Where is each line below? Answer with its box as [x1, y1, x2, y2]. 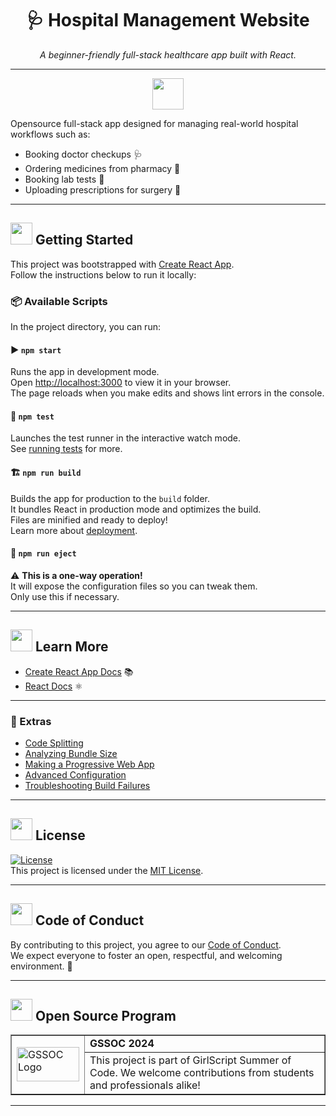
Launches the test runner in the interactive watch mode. [10, 432, 242, 444]
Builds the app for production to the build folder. [10, 492, 211, 504]
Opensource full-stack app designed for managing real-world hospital [10, 117, 299, 129]
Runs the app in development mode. [10, 366, 160, 378]
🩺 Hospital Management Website [26, 9, 310, 32]
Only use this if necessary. [10, 590, 120, 602]
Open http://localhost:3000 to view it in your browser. [10, 377, 232, 389]
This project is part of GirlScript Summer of [89, 1053, 292, 1067]
